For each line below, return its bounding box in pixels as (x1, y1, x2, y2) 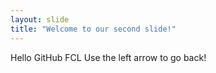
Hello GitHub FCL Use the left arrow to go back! (10, 51, 207, 63)
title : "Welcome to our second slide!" (10, 24, 177, 34)
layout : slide (10, 14, 70, 25)
